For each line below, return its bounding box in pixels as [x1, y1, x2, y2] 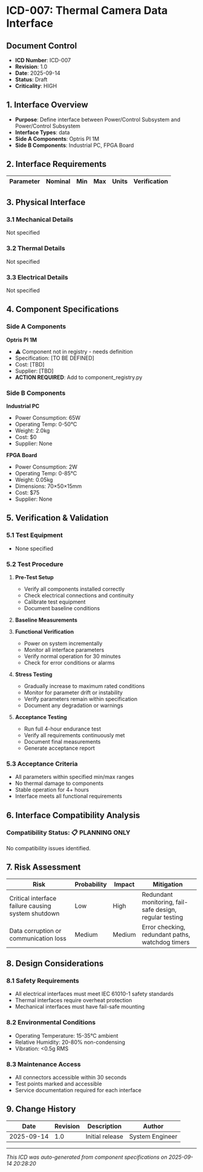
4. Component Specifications [6, 304, 119, 314]
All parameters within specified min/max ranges [14, 773, 134, 781]
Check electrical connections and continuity [24, 591, 134, 599]
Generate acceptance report [24, 744, 95, 752]
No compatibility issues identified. [6, 844, 91, 851]
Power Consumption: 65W [14, 414, 81, 421]
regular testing [141, 913, 183, 921]
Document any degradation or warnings [24, 702, 124, 709]
